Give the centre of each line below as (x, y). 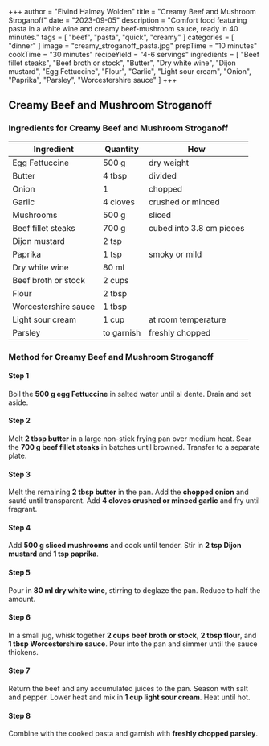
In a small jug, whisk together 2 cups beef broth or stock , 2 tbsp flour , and (132, 635)
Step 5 (19, 573)
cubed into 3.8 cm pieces (196, 228)
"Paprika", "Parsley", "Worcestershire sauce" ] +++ (93, 80)
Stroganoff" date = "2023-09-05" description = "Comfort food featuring (128, 20)
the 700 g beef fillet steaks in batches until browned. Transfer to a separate (134, 447)
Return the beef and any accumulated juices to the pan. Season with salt (128, 689)
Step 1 (19, 376)
